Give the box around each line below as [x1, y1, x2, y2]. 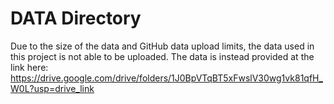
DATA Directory [10, 7, 142, 30]
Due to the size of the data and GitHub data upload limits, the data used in [10, 40, 315, 52]
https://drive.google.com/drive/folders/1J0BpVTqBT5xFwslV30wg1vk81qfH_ [10, 72, 323, 84]
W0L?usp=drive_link [10, 82, 95, 94]
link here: [10, 61, 49, 73]
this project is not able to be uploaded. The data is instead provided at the [10, 50, 315, 62]
